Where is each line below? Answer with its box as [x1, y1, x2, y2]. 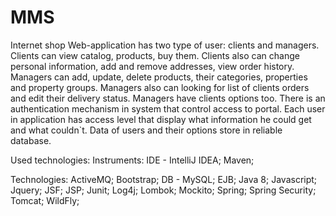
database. [10, 134, 52, 146]
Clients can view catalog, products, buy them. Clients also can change [10, 49, 300, 61]
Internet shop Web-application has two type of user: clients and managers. [10, 39, 320, 51]
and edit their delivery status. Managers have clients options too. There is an [10, 92, 326, 104]
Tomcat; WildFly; [10, 194, 80, 206]
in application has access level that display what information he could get [10, 113, 312, 125]
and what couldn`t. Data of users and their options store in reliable [10, 124, 283, 136]
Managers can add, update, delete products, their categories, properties [10, 71, 308, 83]
